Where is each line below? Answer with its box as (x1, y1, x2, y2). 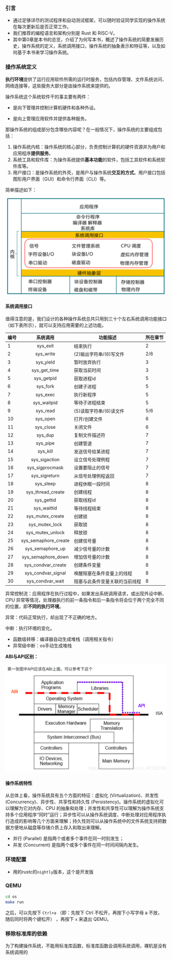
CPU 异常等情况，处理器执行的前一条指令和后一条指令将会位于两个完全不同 (5, 597, 164, 603)
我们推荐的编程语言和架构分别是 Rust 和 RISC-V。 (12, 30, 118, 37)
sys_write (35, 351, 55, 357)
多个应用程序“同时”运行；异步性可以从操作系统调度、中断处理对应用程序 (9, 811, 162, 818)
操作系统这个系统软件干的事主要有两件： (5, 94, 91, 100)
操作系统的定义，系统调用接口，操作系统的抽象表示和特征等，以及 (21, 43, 161, 49)
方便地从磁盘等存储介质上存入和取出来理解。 (9, 824, 104, 831)
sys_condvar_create (24, 561, 67, 568)
